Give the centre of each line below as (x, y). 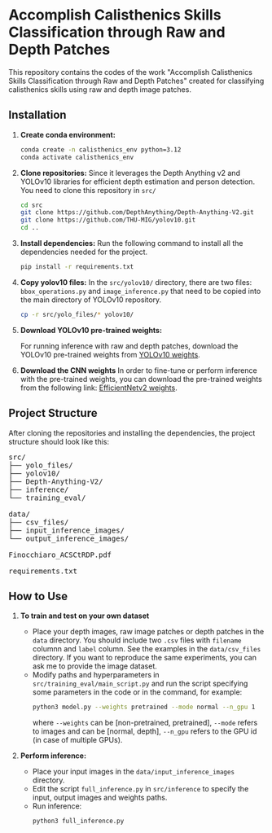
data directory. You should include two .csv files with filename (137, 640)
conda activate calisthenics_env (77, 157)
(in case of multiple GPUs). (77, 740)
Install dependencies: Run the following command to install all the (132, 243)
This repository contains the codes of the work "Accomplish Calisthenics (130, 72)
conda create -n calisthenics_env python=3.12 (101, 149)
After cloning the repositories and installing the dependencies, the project (132, 432)
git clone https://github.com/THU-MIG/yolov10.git (108, 220)
